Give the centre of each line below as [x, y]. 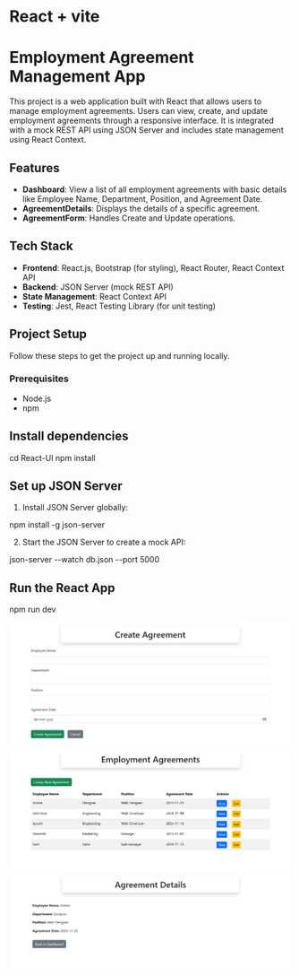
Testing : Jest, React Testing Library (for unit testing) [119, 306]
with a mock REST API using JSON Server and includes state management [146, 130]
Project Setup [48, 334]
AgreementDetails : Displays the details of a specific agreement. [141, 208]
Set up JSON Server [66, 486]
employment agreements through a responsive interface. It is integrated [142, 121]
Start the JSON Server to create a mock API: [104, 542]
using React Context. [48, 140]
